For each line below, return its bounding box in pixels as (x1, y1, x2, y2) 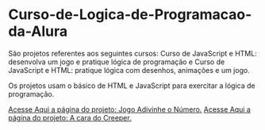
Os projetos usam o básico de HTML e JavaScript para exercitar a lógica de (8, 81, 255, 90)
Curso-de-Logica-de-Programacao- (8, 6, 252, 24)
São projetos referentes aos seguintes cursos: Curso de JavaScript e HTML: (8, 48, 258, 58)
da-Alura (8, 22, 68, 40)
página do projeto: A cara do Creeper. (8, 113, 132, 122)
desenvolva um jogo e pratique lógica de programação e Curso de (8, 57, 225, 67)
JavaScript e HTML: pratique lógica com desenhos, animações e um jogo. (8, 65, 250, 75)
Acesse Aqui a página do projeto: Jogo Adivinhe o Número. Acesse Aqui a (8, 105, 252, 114)
